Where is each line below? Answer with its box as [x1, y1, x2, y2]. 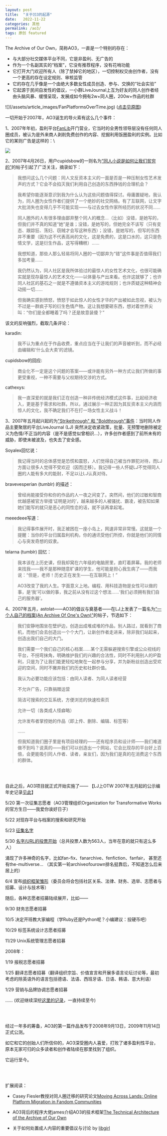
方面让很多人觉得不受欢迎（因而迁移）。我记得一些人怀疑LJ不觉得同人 [17, 464, 161, 470]
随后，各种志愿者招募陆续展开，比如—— [5, 895, 88, 901]
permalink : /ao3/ [5, 26, 41, 31]
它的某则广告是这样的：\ [5, 138, 55, 143]
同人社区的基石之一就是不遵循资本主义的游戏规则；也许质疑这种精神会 [17, 280, 162, 286]
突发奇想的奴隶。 [26, 538, 61, 544]
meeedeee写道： [5, 515, 40, 521]
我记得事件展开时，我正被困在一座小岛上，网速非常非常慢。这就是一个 [17, 526, 162, 531]
